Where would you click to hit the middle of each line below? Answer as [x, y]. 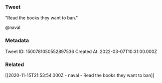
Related [15, 64]
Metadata [17, 40]
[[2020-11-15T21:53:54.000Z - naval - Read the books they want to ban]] [80, 75]
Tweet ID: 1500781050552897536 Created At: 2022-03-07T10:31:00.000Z [81, 51]
